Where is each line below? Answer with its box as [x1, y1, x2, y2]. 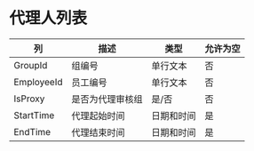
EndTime [13, 125, 52, 138]
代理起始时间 [71, 109, 126, 122]
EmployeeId [13, 75, 64, 88]
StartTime [13, 108, 55, 121]
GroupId [13, 59, 48, 71]
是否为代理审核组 [71, 92, 144, 105]
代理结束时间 [71, 126, 126, 139]
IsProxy [13, 92, 45, 105]
